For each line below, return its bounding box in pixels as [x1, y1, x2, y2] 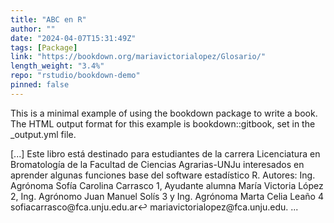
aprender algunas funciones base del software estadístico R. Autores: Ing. [10, 169, 316, 181]
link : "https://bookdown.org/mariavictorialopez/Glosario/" [10, 52, 267, 62]
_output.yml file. [10, 128, 77, 140]
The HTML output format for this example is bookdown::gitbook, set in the [10, 117, 316, 130]
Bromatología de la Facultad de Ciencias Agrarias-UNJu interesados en [10, 158, 305, 170]
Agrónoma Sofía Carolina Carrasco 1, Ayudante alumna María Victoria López [10, 179, 324, 191]
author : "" [10, 24, 56, 34]
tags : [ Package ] [10, 42, 78, 53]
